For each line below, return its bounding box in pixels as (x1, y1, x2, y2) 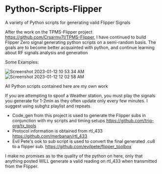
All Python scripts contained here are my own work (5, 83, 108, 89)
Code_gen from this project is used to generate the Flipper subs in (12, 112, 146, 118)
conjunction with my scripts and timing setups (12, 117, 105, 123)
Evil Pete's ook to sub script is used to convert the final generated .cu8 (12, 138, 155, 144)
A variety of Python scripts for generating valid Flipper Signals (5, 19, 131, 25)
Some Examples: (5, 59, 39, 65)
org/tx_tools (12, 123, 37, 129)
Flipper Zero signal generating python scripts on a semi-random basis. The (5, 39, 156, 45)
